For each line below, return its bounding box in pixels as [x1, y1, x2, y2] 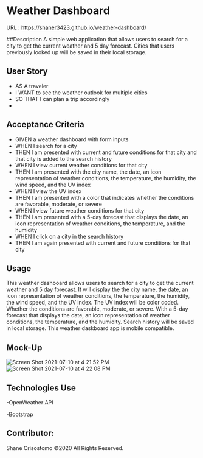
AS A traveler [15, 82, 49, 90]
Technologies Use [6, 382, 76, 393]
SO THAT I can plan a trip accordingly [15, 95, 110, 102]
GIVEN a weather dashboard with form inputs [15, 135, 129, 143]
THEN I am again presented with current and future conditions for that [15, 239, 191, 247]
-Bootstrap [6, 410, 33, 418]
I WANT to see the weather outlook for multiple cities [15, 89, 148, 96]
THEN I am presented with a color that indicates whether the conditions [15, 194, 194, 201]
